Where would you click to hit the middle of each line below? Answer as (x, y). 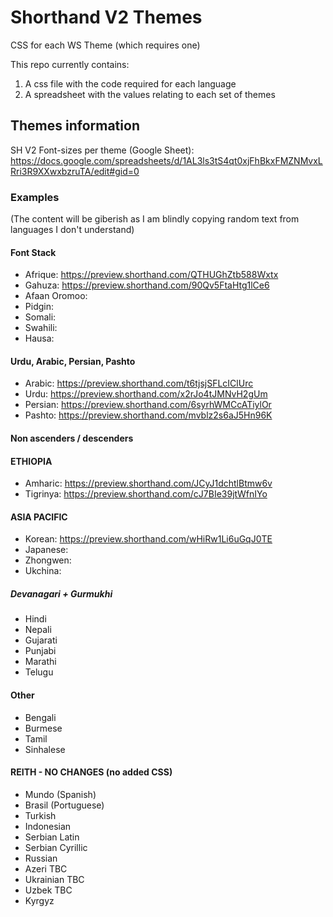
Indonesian (48, 826)
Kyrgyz (39, 900)
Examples (35, 197)
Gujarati (41, 640)
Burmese (43, 728)
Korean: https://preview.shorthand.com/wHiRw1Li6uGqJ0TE (148, 539)
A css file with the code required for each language (130, 83)
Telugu (39, 672)
